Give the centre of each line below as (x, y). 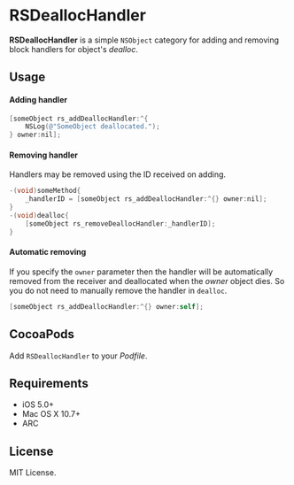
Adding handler (39, 99)
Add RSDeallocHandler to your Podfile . (78, 356)
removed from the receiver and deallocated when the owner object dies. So (147, 281)
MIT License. (33, 473)
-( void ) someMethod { (45, 191)
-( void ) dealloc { (39, 215)
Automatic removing (48, 252)
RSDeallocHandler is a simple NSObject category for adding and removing (144, 40)
